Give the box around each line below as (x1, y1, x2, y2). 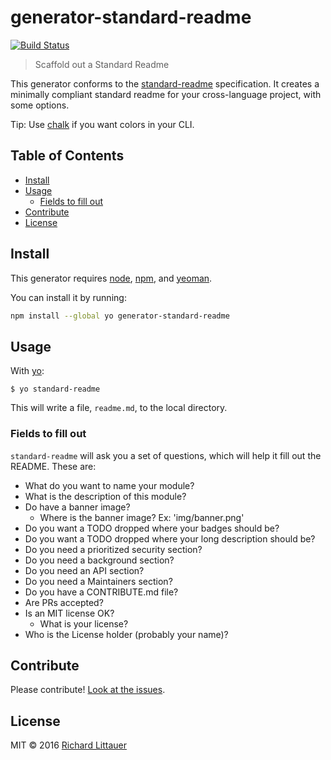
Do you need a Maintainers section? (24, 575, 173, 587)
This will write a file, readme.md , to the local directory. (10, 402, 228, 414)
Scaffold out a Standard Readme (34, 58, 170, 70)
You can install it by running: (10, 291, 127, 303)
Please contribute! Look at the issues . (10, 684, 166, 696)
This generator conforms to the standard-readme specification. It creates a (10, 77, 320, 90)
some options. (10, 99, 70, 111)
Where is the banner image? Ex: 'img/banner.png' (39, 511, 245, 523)
